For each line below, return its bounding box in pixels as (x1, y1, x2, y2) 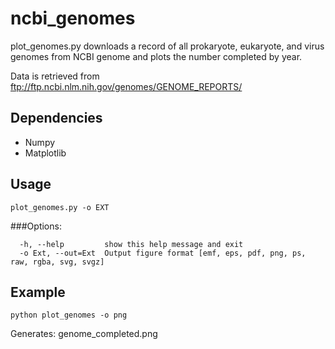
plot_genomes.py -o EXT (10, 202, 110, 212)
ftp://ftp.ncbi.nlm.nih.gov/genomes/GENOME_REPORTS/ (10, 80, 243, 92)
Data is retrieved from (10, 70, 100, 82)
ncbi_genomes (10, 7, 136, 30)
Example (10, 283, 66, 301)
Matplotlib (24, 147, 67, 159)
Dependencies (10, 110, 103, 127)
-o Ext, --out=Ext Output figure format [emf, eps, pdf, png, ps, (19, 248, 307, 258)
